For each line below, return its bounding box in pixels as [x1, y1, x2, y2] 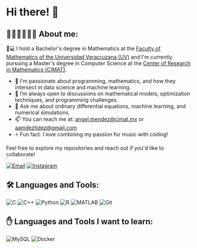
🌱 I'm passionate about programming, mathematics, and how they [14, 78, 176, 85]
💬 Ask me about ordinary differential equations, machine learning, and [14, 103, 186, 109]
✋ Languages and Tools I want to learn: [6, 217, 153, 227]
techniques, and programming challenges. [14, 96, 119, 103]
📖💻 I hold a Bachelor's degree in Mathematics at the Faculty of [6, 45, 161, 52]
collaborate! [6, 151, 36, 157]
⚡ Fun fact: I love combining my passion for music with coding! [14, 131, 169, 138]
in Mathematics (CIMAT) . [6, 66, 67, 73]
